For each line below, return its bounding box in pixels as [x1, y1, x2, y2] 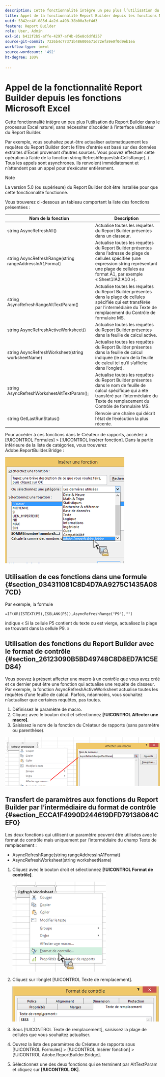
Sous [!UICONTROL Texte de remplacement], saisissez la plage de [12, 1026, 147, 1032]
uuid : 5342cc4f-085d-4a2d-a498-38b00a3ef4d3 [5, 18, 98, 23]
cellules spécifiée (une [95, 255, 141, 261]
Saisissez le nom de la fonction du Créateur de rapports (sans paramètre [12, 722, 160, 728]
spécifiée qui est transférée [95, 299, 151, 305]
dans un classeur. [95, 233, 131, 239]
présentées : [5, 205, 30, 210]
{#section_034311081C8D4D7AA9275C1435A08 [5, 581, 158, 589]
